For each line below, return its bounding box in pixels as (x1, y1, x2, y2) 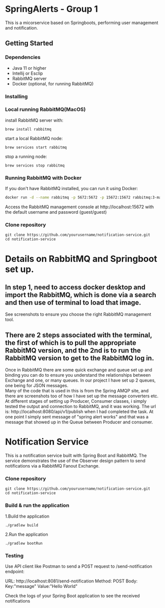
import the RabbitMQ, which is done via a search (5, 291, 156, 299)
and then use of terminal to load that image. (5, 298, 141, 306)
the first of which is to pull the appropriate (5, 338, 137, 347)
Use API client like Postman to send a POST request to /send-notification (5, 563, 152, 569)
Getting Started (5, 39, 54, 48)
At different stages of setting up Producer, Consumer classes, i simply (5, 398, 147, 404)
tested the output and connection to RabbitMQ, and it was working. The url (5, 404, 156, 410)
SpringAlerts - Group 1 (5, 3, 98, 15)
